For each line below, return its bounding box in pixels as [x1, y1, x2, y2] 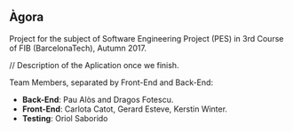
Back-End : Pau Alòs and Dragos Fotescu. [21, 94, 174, 105]
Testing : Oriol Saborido [21, 113, 108, 123]
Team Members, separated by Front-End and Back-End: [9, 77, 214, 88]
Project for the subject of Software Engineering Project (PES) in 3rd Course [9, 33, 284, 43]
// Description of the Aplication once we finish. [9, 59, 179, 70]
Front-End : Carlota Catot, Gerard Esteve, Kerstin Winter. [21, 104, 228, 114]
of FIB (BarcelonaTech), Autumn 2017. [9, 43, 146, 53]
